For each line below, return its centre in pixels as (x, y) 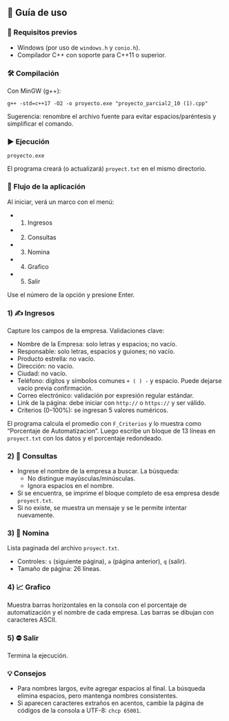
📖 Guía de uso (37, 13)
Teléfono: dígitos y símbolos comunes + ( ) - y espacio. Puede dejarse (119, 380)
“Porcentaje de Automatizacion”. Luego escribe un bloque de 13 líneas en (111, 431)
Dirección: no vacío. (46, 366)
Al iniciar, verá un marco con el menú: (61, 202)
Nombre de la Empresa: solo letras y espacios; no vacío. (97, 344)
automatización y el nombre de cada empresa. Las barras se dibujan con (111, 612)
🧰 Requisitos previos (42, 32)
